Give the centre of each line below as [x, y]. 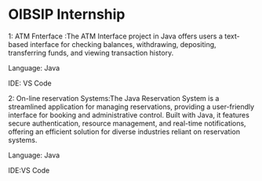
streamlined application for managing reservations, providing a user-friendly [131, 107]
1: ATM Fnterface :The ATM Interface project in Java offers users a [116, 36]
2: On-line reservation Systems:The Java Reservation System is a [114, 98]
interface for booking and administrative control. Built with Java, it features [129, 114]
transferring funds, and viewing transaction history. [91, 52]
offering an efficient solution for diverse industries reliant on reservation [124, 132]
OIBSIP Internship [67, 14]
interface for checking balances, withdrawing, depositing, [124, 44]
